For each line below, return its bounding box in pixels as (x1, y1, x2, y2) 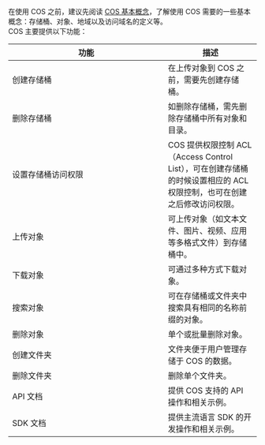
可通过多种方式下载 (168, 264, 240, 275)
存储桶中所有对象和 (176, 113, 248, 124)
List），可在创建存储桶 (168, 163, 248, 174)
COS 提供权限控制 (168, 140, 235, 150)
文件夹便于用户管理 (168, 344, 240, 354)
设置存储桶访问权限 (12, 169, 84, 180)
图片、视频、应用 (184, 226, 248, 236)
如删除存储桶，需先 (168, 101, 240, 112)
